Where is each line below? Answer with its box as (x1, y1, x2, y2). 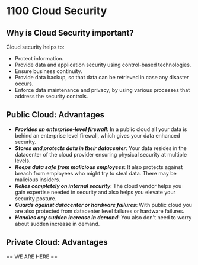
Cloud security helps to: (6, 43, 65, 50)
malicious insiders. (14, 176, 60, 183)
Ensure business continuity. (14, 68, 82, 75)
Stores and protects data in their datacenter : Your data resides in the (14, 144, 187, 152)
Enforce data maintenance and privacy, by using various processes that (14, 87, 190, 93)
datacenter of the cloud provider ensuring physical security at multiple (14, 151, 187, 158)
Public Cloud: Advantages (6, 110, 105, 120)
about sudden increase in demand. (14, 220, 100, 227)
